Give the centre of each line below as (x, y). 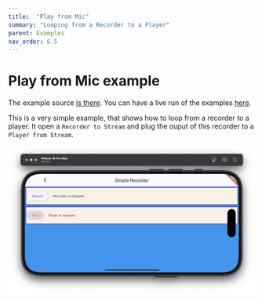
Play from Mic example (84, 81)
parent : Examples (36, 33)
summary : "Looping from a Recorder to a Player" (89, 25)
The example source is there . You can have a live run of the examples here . (130, 103)
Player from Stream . (41, 135)
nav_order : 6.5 (33, 42)
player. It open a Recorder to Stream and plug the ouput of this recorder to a (131, 126)
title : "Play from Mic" (49, 16)
